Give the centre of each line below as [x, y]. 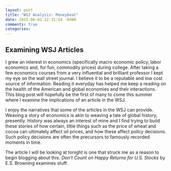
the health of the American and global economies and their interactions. [81, 89]
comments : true [21, 24]
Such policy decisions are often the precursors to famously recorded [78, 137]
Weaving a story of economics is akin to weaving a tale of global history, [81, 115]
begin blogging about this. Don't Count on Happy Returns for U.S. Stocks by [85, 157]
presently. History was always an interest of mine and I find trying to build [83, 120]
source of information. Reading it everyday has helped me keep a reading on [86, 83]
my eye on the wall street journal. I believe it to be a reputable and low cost [84, 78]
